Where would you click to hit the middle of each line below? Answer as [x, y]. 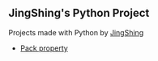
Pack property [44, 48]
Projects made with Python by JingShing [76, 32]
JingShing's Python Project [79, 13]
